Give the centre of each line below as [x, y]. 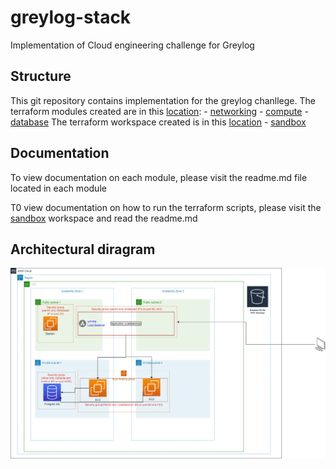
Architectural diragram [83, 249]
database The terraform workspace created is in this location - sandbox [158, 122]
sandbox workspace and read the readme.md [104, 218]
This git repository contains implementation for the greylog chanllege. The [163, 100]
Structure [41, 76]
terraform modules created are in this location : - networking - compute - [159, 111]
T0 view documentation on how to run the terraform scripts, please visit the [166, 207]
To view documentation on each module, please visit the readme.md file [159, 177]
